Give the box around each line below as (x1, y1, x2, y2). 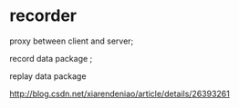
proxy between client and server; (9, 35, 134, 46)
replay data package (9, 70, 87, 82)
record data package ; (9, 53, 93, 64)
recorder (9, 5, 78, 26)
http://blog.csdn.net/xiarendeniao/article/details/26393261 (9, 88, 230, 99)
